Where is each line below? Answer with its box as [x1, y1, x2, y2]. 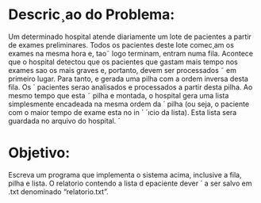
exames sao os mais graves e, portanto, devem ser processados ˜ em [8, 65, 236, 75]
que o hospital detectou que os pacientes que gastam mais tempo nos [8, 57, 238, 67]
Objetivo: [8, 144, 71, 162]
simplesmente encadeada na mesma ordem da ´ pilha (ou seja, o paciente [8, 99, 250, 109]
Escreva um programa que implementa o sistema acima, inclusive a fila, [8, 170, 242, 179]
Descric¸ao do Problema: [8, 6, 175, 24]
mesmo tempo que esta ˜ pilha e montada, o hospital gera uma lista [8, 90, 229, 100]
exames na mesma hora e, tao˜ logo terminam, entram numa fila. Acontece [8, 48, 254, 58]
